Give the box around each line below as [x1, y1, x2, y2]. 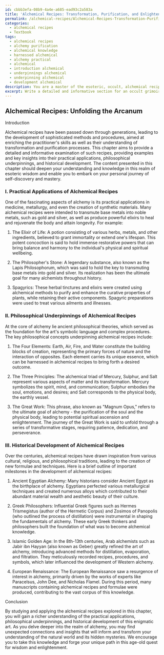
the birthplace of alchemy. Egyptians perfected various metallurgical [12, 483, 150, 489]
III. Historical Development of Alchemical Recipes [5, 442, 124, 449]
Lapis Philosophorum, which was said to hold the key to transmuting [12, 265, 150, 271]
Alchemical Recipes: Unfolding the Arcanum [5, 107, 143, 115]
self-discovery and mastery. [5, 176, 62, 182]
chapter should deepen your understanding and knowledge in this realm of [5, 165, 156, 171]
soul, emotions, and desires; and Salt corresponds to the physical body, [12, 389, 157, 395]
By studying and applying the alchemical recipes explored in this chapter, [5, 608, 152, 614]
